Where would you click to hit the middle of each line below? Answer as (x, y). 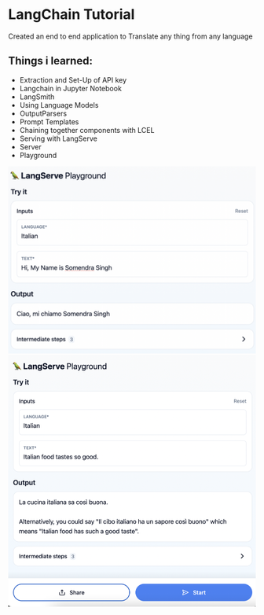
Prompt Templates (49, 122)
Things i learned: (50, 61)
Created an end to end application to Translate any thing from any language (130, 36)
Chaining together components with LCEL (87, 130)
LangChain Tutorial (71, 15)
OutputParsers (43, 113)
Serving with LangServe (59, 138)
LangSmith (37, 97)
